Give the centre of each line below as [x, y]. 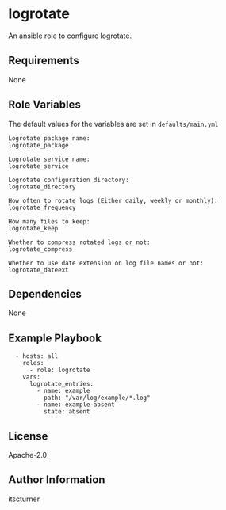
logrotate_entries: [61, 384]
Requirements [44, 61]
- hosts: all [37, 356]
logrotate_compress [40, 249]
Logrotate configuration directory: [69, 180]
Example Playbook [55, 338]
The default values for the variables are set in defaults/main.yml [113, 124]
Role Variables [44, 105]
